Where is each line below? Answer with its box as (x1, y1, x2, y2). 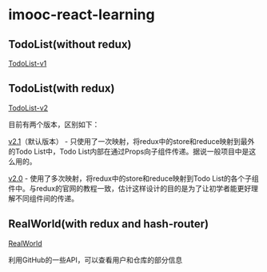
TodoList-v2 (8, 102, 49, 113)
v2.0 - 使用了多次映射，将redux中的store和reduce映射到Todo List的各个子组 (8, 174, 260, 183)
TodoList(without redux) (8, 38, 132, 51)
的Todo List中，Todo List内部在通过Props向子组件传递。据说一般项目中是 (8, 146, 249, 156)
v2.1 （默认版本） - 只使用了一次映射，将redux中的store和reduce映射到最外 (8, 136, 255, 146)
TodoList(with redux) (8, 82, 115, 95)
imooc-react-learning (8, 6, 155, 24)
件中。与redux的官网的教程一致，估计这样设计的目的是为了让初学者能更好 (8, 183, 252, 193)
